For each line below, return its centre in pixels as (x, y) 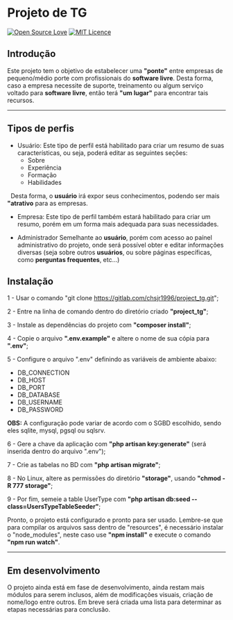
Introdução (32, 54)
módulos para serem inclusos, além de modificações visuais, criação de (110, 595)
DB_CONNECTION (43, 373)
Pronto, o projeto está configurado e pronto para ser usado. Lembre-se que (115, 520)
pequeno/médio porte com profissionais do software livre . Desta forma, (110, 78)
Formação (42, 174)
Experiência (44, 168)
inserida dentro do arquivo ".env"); (57, 451)
